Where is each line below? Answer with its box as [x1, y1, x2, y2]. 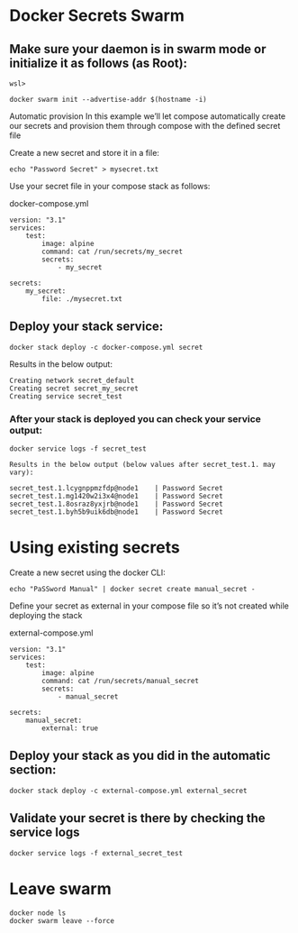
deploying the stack [9, 610, 83, 621]
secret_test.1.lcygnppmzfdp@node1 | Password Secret [9, 484, 223, 493]
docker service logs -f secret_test [9, 444, 147, 453]
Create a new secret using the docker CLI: [9, 567, 167, 578]
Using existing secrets [9, 537, 180, 558]
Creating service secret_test [9, 391, 123, 401]
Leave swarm [9, 878, 112, 899]
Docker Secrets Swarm [9, 5, 185, 26]
